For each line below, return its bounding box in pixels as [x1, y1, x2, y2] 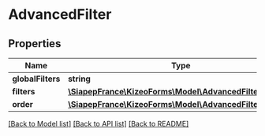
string [68, 73, 91, 84]
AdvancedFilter [8, 6, 112, 24]
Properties [8, 37, 62, 50]
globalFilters [12, 73, 61, 84]
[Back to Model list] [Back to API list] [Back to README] [8, 119, 189, 128]
